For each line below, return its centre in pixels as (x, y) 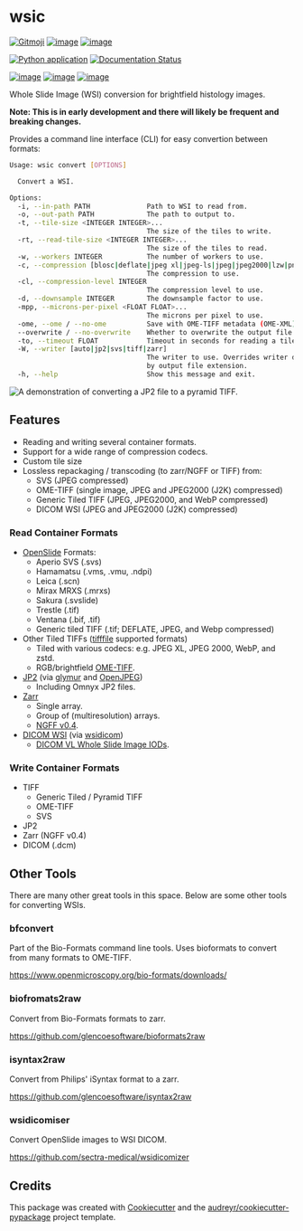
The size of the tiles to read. (207, 248)
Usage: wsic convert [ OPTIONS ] (68, 165)
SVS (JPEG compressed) (82, 480)
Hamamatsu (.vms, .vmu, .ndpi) (94, 572)
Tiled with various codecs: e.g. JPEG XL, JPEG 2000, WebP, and (156, 649)
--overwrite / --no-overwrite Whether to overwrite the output (145, 332)
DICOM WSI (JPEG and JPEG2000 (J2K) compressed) (137, 509)
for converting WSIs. (47, 905)
